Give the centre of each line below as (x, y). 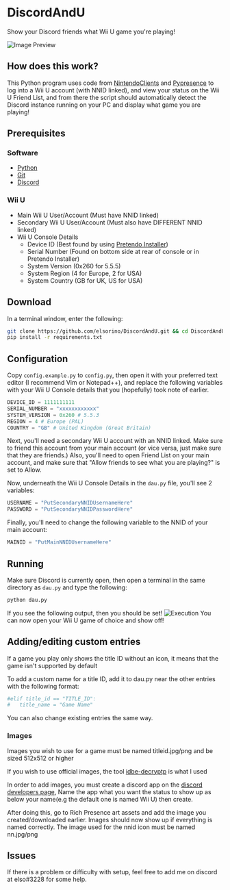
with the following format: (43, 686)
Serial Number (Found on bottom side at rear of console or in (113, 251)
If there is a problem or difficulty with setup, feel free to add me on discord (112, 872)
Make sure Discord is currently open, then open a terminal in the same (106, 580)
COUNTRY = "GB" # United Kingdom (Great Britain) (79, 428)
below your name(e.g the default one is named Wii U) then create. (100, 799)
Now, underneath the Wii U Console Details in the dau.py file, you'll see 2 (110, 483)
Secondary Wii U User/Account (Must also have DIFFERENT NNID (110, 222)
